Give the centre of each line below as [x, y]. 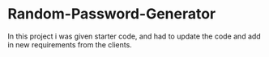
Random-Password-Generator [112, 14]
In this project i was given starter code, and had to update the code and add [134, 36]
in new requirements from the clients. [70, 44]
